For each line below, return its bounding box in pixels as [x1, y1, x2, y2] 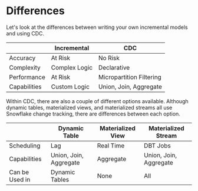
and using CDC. [6, 29, 45, 37]
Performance [9, 73, 45, 81]
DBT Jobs [144, 141, 171, 150]
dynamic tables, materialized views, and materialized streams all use [6, 104, 173, 111]
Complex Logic [51, 63, 93, 71]
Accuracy [9, 54, 36, 62]
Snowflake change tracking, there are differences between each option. [6, 110, 181, 117]
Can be [9, 168, 29, 176]
